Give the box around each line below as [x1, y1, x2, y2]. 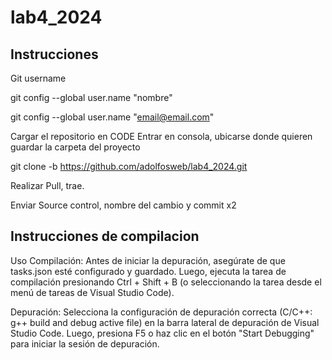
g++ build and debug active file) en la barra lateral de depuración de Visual [10, 316, 320, 328]
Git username [10, 72, 67, 84]
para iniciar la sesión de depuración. [10, 337, 160, 350]
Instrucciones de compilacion [10, 228, 200, 245]
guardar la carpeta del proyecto [10, 141, 141, 153]
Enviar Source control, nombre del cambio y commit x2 [10, 199, 237, 211]
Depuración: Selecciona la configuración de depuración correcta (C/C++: [10, 306, 313, 318]
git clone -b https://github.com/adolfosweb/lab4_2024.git [10, 161, 248, 172]
